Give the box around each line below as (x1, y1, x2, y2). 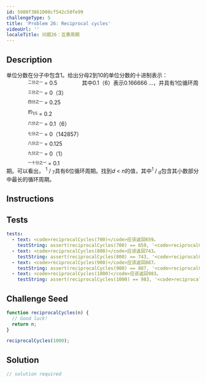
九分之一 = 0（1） (28, 150, 66, 157)
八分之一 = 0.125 (28, 140, 63, 147)
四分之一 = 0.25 (28, 99, 61, 106)
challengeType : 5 (6, 15, 51, 21)
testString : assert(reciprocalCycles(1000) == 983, (17, 276, 152, 283)
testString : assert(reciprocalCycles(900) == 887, (17, 265, 150, 271)
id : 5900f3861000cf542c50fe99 (6, 9, 84, 15)
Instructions (6, 194, 54, 204)
